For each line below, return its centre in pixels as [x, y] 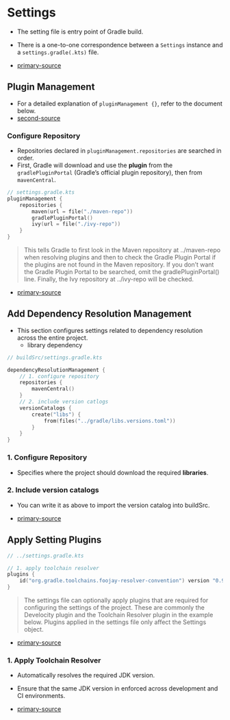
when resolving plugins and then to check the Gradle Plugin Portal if [120, 258]
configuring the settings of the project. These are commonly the [114, 608]
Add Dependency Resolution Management [99, 314]
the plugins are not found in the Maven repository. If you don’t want [119, 264]
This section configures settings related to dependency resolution [110, 330]
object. [34, 630]
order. [25, 158]
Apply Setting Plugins [54, 540]
